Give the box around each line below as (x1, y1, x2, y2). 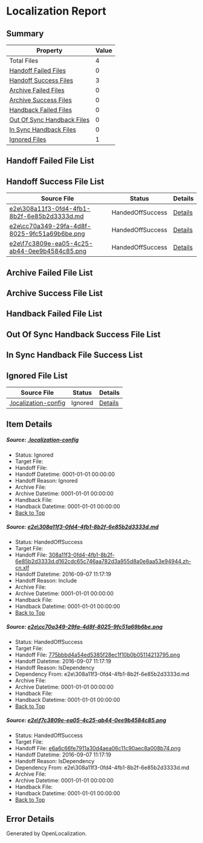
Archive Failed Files (9, 86, 65, 94)
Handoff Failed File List (6, 156, 95, 166)
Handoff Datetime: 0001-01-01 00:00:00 (14, 471, 115, 478)
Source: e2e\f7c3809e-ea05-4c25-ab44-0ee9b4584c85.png (6, 716, 167, 724)
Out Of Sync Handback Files (9, 116, 90, 124)
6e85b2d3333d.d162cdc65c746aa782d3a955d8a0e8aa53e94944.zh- (14, 558, 192, 565)
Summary (6, 28, 44, 39)
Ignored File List (6, 371, 68, 381)
